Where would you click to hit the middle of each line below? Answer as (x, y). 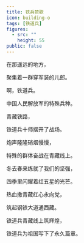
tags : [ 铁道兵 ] (24, 23)
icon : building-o (28, 18)
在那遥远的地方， (28, 64)
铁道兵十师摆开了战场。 (36, 129)
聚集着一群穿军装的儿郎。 (38, 77)
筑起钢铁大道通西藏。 (33, 207)
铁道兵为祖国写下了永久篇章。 (44, 233)
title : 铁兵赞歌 (25, 12)
